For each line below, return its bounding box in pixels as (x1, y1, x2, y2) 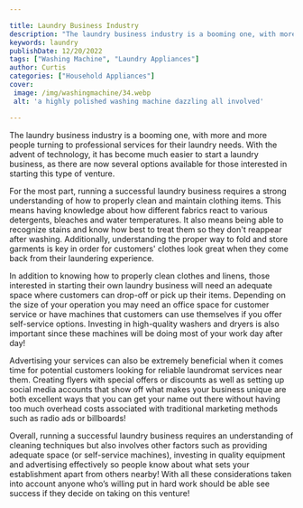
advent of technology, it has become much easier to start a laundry (9, 148, 259, 159)
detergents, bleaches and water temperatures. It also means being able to (9, 214, 284, 225)
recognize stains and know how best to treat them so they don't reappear (9, 223, 282, 235)
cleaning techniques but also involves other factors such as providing (9, 439, 268, 450)
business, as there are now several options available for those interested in (9, 158, 288, 169)
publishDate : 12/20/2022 (9, 46, 103, 55)
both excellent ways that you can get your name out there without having (9, 393, 281, 404)
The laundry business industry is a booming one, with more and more (9, 129, 268, 140)
